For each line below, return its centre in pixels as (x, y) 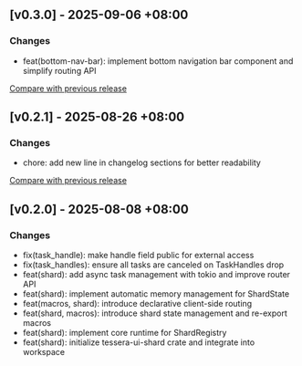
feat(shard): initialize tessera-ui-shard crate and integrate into (139, 342)
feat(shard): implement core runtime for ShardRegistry (125, 333)
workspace (44, 352)
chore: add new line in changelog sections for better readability (142, 162)
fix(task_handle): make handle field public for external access (138, 256)
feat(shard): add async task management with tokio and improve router (156, 275)
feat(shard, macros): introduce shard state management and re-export (155, 313)
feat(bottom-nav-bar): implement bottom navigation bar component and (158, 61)
